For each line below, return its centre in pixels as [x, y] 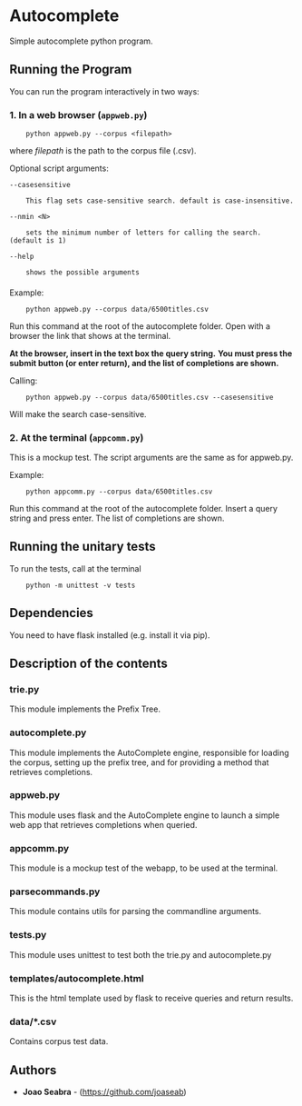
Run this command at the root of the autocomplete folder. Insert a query [144, 508]
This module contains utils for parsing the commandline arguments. [136, 912]
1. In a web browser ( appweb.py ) [78, 115]
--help [22, 257]
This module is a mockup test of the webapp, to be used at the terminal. [144, 868]
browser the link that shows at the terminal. [90, 335]
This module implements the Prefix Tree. [85, 709]
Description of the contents [88, 663]
